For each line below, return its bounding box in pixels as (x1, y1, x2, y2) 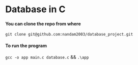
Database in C (5, 4, 66, 15)
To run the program (5, 42, 47, 49)
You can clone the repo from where (5, 20, 81, 26)
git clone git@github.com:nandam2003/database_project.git (5, 32, 133, 37)
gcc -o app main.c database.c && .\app (5, 54, 89, 60)
